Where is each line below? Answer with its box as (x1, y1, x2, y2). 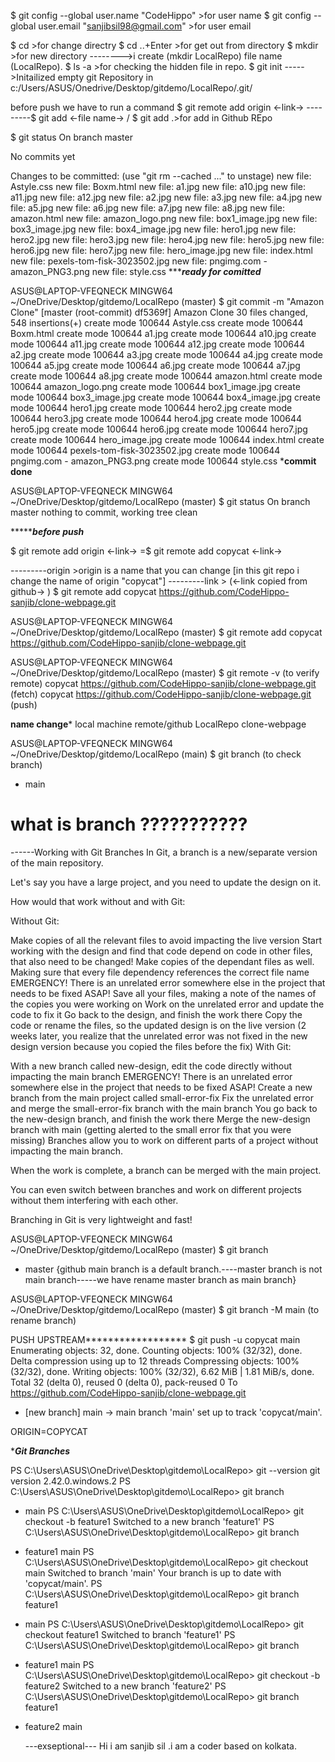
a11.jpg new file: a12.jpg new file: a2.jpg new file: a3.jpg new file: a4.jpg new (10, 191, 323, 203)
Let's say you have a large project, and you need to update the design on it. (10, 876, 322, 888)
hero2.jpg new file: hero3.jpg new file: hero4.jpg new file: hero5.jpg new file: (10, 234, 325, 245)
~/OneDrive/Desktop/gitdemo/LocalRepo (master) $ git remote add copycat (10, 626, 323, 638)
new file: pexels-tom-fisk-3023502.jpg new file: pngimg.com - (10, 255, 268, 267)
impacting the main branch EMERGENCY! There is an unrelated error (10, 1070, 293, 1082)
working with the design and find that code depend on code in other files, (10, 945, 313, 957)
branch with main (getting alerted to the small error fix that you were (10, 1123, 292, 1135)
